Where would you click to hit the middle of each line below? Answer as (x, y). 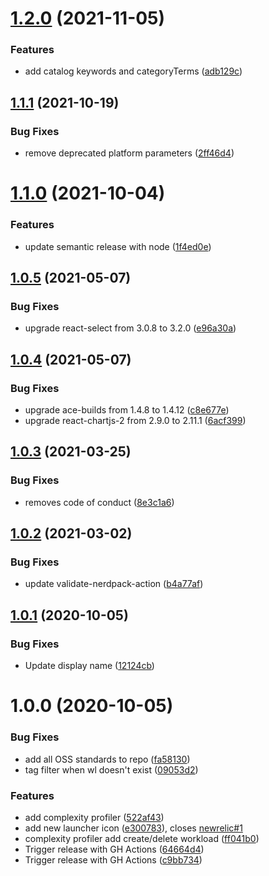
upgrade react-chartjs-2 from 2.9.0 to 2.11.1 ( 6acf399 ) (135, 421)
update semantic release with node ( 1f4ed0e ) (118, 246)
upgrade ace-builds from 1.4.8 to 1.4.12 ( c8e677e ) (127, 410)
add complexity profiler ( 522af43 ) (94, 817)
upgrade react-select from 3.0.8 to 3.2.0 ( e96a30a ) (130, 328)
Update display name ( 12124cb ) (89, 666)
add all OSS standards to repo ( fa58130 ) (107, 759)
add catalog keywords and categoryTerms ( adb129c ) (133, 71)
